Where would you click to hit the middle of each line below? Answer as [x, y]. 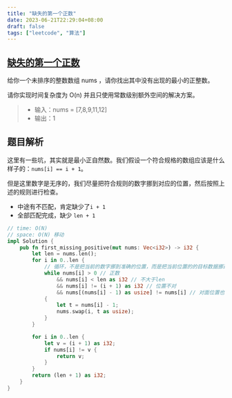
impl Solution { [30, 241]
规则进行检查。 [40, 192]
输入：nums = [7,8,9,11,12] [70, 110]
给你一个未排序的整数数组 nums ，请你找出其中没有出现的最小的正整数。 [110, 81]
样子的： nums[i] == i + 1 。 [47, 168]
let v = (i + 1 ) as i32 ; [80, 343]
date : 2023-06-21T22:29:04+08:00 [55, 20]
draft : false [26, 26]
